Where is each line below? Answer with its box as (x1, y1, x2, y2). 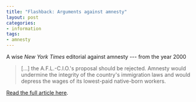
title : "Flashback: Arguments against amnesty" (6, 8, 128, 15)
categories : (6, 20, 36, 26)
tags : (6, 31, 20, 37)
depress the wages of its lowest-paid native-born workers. (20, 77, 166, 85)
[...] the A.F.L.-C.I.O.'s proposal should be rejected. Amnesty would (20, 65, 186, 72)
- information (6, 25, 42, 32)
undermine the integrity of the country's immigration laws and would (20, 71, 191, 78)
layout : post (6, 14, 39, 20)
